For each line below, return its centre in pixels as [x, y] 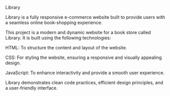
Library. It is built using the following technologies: [58, 38]
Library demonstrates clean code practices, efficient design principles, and [84, 83]
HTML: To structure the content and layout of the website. [66, 47]
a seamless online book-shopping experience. [54, 23]
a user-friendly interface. [31, 88]
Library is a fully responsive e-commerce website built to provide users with [85, 17]
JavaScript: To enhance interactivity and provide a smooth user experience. [85, 73]
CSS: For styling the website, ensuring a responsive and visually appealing [84, 57]
